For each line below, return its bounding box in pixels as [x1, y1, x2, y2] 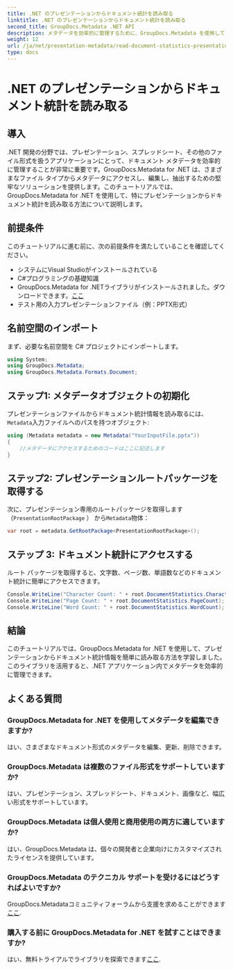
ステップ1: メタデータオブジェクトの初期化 [7, 390, 190, 401]
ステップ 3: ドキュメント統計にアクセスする [7, 549, 193, 560]
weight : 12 [7, 36, 39, 43]
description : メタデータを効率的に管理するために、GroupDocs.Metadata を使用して [7, 29, 225, 37]
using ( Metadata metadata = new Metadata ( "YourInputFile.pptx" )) [7, 432, 200, 439]
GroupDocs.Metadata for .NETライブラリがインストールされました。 [17, 283, 214, 291]
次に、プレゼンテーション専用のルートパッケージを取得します [7, 505, 184, 514]
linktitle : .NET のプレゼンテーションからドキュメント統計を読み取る [7, 17, 186, 24]
